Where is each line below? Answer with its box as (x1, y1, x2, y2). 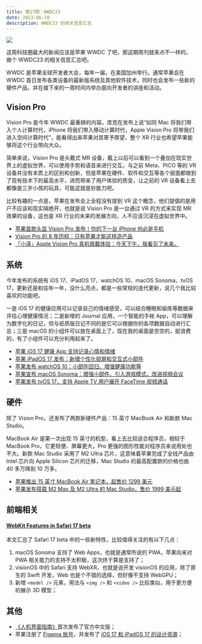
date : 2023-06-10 (6, 14, 50, 21)
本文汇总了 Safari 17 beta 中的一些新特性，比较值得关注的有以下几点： (6, 536, 181, 543)
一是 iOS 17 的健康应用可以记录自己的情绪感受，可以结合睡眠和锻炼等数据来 (6, 305, 194, 311)
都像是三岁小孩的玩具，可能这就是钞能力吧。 (6, 185, 118, 192)
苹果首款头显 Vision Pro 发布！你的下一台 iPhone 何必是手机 (14, 225, 164, 232)
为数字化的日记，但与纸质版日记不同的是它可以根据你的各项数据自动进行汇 (6, 320, 191, 327)
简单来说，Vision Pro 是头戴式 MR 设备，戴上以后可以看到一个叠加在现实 (6, 155, 187, 162)
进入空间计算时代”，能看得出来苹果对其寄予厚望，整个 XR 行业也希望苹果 (6, 134, 188, 141)
